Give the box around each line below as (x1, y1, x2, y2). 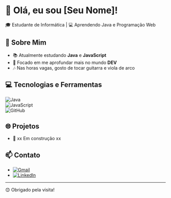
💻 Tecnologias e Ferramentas (5, 81, 102, 89)
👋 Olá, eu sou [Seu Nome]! (5, 5, 118, 16)
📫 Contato (5, 151, 41, 159)
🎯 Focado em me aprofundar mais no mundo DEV (12, 59, 117, 65)
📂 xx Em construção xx (12, 136, 61, 142)
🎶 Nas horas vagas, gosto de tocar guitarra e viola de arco (12, 64, 135, 71)
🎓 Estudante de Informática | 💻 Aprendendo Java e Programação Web (5, 21, 156, 27)
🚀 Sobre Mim (5, 38, 47, 47)
